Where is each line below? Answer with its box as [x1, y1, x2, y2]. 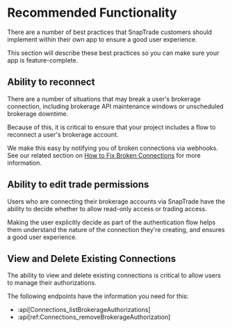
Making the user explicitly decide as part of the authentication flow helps [7, 218, 216, 227]
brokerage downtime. [7, 109, 69, 117]
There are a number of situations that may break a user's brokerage [7, 95, 201, 103]
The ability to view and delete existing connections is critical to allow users [7, 271, 221, 279]
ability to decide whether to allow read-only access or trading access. [7, 204, 207, 213]
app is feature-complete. [7, 56, 78, 64]
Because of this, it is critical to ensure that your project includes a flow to [7, 123, 216, 131]
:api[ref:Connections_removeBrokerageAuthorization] [17, 313, 171, 321]
